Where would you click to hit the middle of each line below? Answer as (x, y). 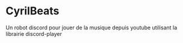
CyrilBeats (33, 11)
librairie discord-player (34, 33)
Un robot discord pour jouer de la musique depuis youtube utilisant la (91, 27)
